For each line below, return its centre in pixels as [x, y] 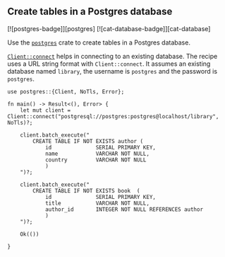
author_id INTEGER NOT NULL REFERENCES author [124, 209]
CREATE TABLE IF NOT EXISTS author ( [88, 141]
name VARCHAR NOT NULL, [97, 154]
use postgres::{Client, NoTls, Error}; [66, 91]
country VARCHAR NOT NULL [96, 160]
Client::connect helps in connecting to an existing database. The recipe [112, 56]
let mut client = [45, 110]
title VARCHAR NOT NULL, [97, 203]
